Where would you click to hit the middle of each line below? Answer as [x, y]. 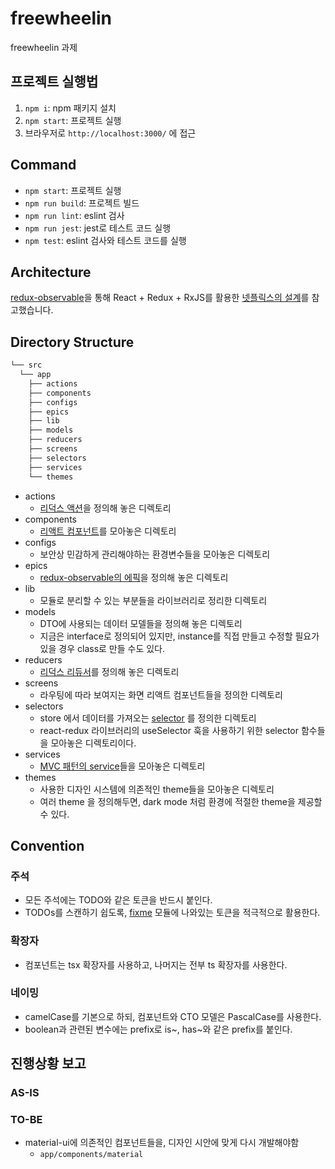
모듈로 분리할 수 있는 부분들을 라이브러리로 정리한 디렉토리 [153, 600]
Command [43, 165]
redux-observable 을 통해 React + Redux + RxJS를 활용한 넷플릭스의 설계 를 [160, 298]
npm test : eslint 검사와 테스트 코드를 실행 [105, 240]
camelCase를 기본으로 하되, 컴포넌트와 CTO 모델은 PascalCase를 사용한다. [173, 1016]
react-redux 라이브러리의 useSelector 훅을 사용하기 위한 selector [169, 730]
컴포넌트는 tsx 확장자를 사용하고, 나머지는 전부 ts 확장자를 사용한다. [156, 964]
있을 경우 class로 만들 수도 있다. [102, 648]
